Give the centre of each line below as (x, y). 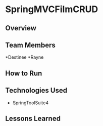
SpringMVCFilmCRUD (52, 9)
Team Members (30, 45)
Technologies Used (36, 90)
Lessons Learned (33, 118)
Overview (21, 28)
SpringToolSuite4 (31, 103)
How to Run (24, 73)
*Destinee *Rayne (24, 57)
